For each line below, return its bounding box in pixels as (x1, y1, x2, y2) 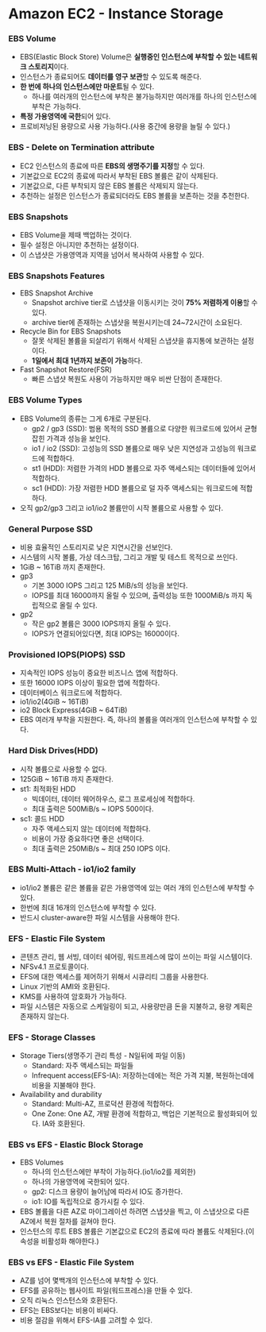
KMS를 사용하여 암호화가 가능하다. (19, 992, 127, 1002)
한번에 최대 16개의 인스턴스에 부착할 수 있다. (19, 902, 156, 912)
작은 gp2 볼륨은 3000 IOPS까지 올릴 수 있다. (31, 619, 171, 628)
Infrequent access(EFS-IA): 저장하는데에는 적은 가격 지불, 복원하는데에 (31, 1071, 254, 1080)
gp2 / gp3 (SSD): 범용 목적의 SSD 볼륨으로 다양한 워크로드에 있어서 (31, 423, 243, 433)
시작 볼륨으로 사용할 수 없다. (19, 764, 107, 774)
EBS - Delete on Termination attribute (8, 142, 155, 153)
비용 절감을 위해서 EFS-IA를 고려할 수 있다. (19, 1315, 153, 1325)
